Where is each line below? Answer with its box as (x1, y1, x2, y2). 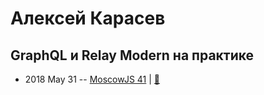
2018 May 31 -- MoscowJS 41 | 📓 (24, 73, 161, 85)
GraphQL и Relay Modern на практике (10, 47, 255, 64)
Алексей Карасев (10, 7, 166, 30)
